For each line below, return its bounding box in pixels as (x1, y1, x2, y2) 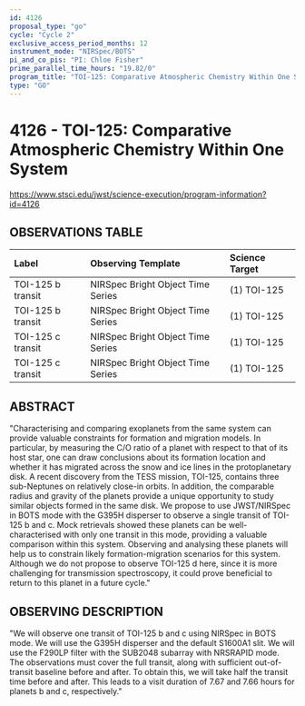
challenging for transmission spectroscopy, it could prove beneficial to (9, 568, 272, 579)
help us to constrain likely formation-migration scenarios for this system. (9, 549, 281, 560)
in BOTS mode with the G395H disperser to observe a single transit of (9, 510, 271, 521)
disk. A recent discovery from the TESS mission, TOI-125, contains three (9, 472, 280, 482)
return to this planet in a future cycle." (9, 578, 152, 589)
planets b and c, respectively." (9, 686, 123, 696)
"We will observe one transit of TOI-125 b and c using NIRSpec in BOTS (9, 628, 277, 639)
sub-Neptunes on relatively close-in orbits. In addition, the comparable (9, 481, 275, 492)
